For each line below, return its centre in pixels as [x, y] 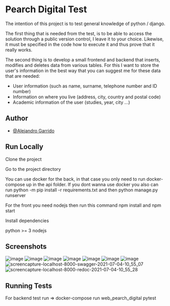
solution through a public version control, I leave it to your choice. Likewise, [84, 39]
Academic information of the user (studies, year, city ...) [71, 102]
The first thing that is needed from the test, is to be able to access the [79, 33]
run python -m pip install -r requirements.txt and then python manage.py [82, 190]
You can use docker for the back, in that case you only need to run [75, 179]
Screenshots [26, 246]
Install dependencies [27, 221]
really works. [19, 50]
